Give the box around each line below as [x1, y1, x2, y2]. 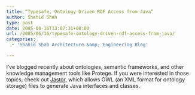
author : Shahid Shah [6, 14, 58, 20]
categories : [6, 36, 36, 42]
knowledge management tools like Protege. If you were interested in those [6, 69, 190, 77]
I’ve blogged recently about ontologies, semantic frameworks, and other [6, 63, 184, 70]
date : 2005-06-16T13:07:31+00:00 [6, 25, 90, 31]
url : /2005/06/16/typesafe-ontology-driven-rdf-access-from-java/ [6, 31, 175, 37]
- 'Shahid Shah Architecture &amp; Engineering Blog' [11, 42, 148, 48]
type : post [6, 20, 33, 26]
